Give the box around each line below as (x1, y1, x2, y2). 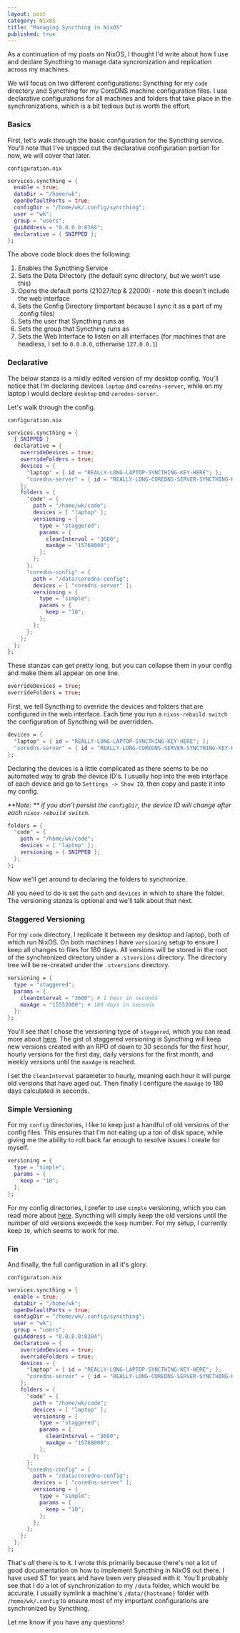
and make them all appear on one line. (7, 669, 120, 677)
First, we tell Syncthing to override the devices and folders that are (7, 702, 204, 711)
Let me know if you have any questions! (7, 1617, 124, 1626)
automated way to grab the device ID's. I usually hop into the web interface (7, 771, 229, 780)
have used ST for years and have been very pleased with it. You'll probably (7, 1573, 229, 1582)
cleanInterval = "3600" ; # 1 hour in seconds (20, 994, 159, 1002)
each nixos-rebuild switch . (7, 808, 91, 816)
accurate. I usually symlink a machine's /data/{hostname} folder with (7, 1589, 209, 1597)
